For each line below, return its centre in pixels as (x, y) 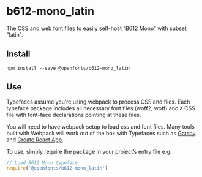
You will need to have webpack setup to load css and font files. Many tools (100, 126)
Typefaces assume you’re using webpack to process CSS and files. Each (98, 102)
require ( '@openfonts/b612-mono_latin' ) (57, 168)
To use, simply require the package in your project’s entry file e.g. (89, 151)
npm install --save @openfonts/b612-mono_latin (68, 68)
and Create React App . (35, 140)
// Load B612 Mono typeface (42, 163)
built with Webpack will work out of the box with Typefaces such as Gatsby (101, 133)
